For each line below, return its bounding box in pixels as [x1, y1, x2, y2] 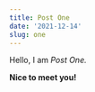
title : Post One [9, 13, 70, 23]
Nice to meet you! [9, 72, 77, 83]
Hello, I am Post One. [9, 55, 87, 66]
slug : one [9, 30, 47, 39]
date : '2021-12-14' [9, 22, 82, 31]
